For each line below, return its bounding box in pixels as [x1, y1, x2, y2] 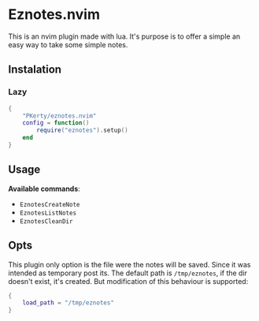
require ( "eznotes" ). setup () [36, 126, 128, 135]
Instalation [8, 63, 61, 77]
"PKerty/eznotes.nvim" [22, 112, 97, 120]
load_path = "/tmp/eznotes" [22, 299, 114, 307]
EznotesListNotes [19, 209, 77, 217]
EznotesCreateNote [19, 200, 80, 208]
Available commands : [8, 184, 80, 193]
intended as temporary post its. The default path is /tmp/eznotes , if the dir [8, 268, 248, 278]
